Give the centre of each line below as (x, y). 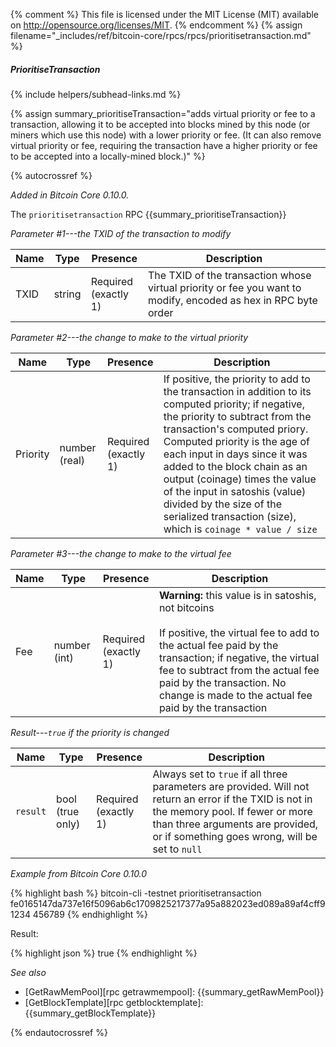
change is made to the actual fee (235, 695)
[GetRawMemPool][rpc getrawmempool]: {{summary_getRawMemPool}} (174, 991)
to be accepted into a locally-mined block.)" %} (108, 156)
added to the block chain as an (235, 466)
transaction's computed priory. (236, 429)
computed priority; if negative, (234, 404)
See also (28, 972)
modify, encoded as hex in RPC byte (232, 300)
